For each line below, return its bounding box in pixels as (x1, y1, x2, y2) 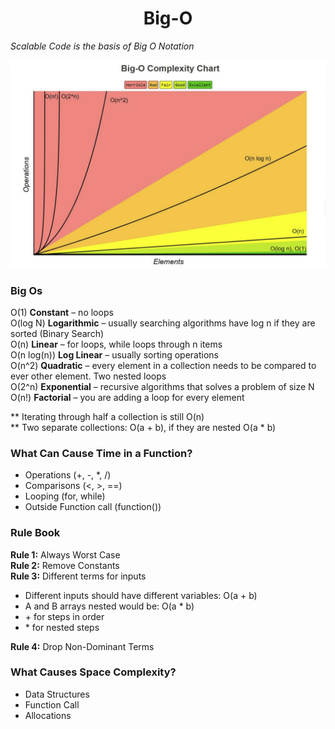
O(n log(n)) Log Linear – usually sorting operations (10, 348, 219, 361)
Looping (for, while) (24, 490, 106, 502)
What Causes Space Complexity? (10, 665, 177, 679)
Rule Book (10, 526, 61, 540)
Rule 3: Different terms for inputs (10, 570, 147, 582)
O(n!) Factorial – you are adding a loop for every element (10, 391, 245, 403)
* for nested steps (24, 621, 100, 633)
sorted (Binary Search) (10, 327, 105, 339)
